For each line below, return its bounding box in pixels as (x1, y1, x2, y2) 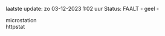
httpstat (5, 23, 25, 30)
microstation (5, 17, 37, 23)
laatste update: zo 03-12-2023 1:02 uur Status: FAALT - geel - (5, 5, 160, 12)
